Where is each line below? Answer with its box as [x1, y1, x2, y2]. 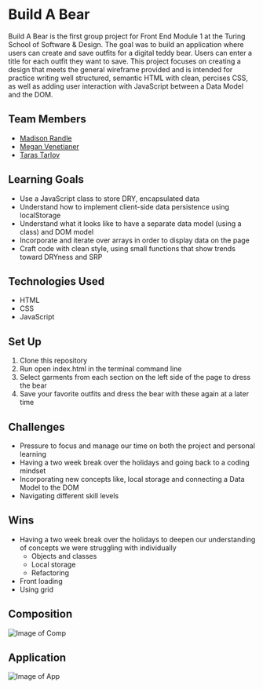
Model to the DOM [19, 483, 80, 492]
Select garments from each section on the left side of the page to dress [19, 373, 251, 382]
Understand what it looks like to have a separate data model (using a [19, 218, 242, 228]
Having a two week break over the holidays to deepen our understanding [19, 534, 256, 544]
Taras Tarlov [19, 150, 60, 159]
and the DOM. [8, 89, 53, 99]
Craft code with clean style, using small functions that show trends [19, 243, 236, 253]
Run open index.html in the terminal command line [19, 364, 182, 374]
